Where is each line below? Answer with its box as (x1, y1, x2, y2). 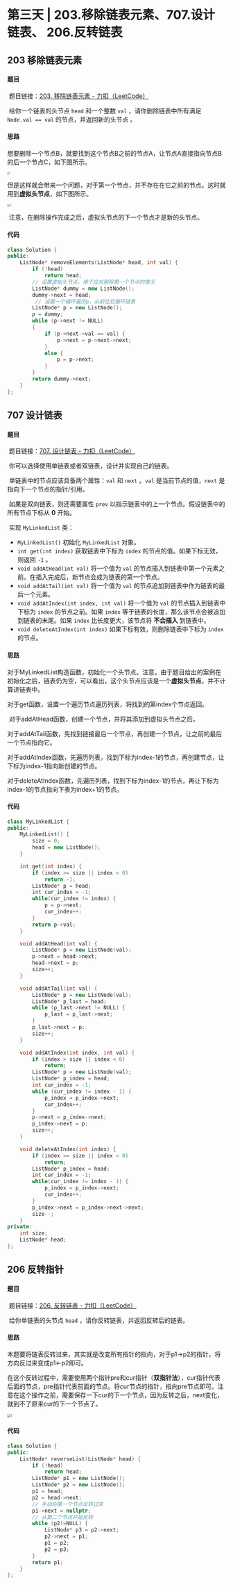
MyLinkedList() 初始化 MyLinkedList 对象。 (17, 538, 140, 546)
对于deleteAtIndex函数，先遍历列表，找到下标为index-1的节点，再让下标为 (7, 777, 220, 785)
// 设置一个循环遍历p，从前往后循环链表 (35, 298, 136, 305)
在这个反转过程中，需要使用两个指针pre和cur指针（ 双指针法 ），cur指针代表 (7, 1373, 221, 1381)
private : (7, 1224, 33, 1230)
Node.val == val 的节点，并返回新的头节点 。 (7, 115, 137, 123)
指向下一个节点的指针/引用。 (7, 485, 89, 494)
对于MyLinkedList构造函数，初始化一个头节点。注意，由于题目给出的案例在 (7, 667, 222, 676)
